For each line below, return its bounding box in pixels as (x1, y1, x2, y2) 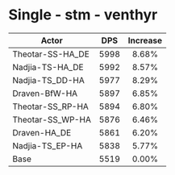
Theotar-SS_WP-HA (12, 114, 91, 125)
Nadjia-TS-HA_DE (12, 61, 84, 73)
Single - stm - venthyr (8, 6, 158, 24)
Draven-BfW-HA (12, 87, 78, 98)
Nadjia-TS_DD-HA (12, 74, 85, 85)
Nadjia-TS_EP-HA (12, 140, 83, 151)
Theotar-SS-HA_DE (12, 48, 90, 60)
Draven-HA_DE (12, 127, 72, 138)
